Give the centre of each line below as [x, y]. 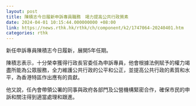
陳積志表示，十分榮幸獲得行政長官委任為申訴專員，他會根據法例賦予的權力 [95, 63]
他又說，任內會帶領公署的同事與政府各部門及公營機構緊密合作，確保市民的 [95, 90]
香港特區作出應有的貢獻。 [52, 77]
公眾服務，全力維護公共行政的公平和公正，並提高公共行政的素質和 [105, 70]
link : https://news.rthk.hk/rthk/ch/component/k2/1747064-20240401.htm [95, 28]
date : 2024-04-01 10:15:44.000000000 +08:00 [61, 22]
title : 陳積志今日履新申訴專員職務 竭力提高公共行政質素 [67, 17]
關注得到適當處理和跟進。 [47, 97]
